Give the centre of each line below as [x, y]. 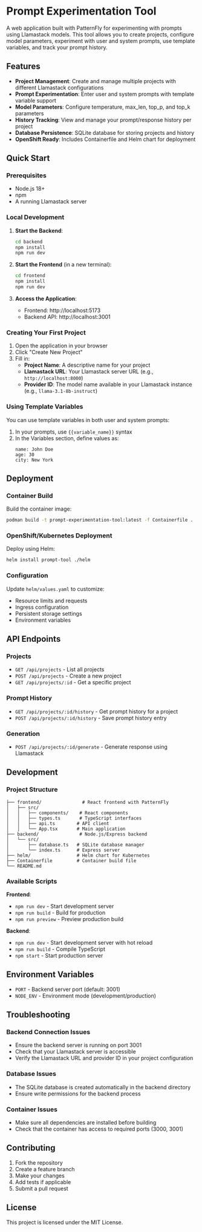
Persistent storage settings [49, 613]
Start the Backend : [39, 230]
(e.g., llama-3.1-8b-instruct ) [61, 391]
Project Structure [32, 789]
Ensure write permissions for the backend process [78, 1094]
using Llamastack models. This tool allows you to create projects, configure [100, 34]
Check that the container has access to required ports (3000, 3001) [99, 1129]
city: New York [34, 460]
